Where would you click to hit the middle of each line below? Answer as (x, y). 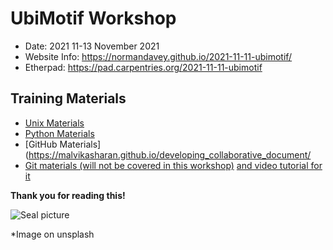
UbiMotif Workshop (93, 18)
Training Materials (68, 98)
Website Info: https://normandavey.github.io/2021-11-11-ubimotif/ (158, 56)
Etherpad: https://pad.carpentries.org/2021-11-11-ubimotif (143, 67)
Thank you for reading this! (68, 195)
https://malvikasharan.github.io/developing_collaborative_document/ (170, 154)
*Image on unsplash (52, 234)
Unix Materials (54, 123)
